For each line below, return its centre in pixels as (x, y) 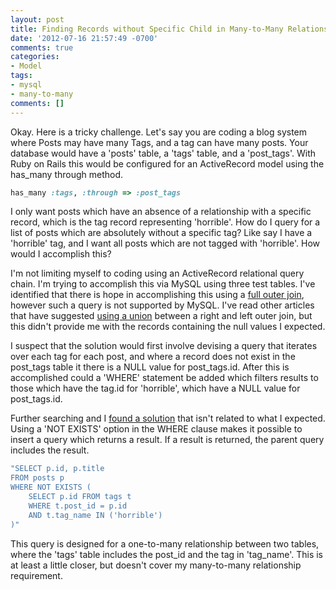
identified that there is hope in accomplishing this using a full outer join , (157, 295)
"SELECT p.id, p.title (57, 469)
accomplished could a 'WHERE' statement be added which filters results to (164, 378)
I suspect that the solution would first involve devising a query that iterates (164, 346)
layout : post (37, 19)
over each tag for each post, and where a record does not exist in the (153, 357)
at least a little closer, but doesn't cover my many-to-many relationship (156, 565)
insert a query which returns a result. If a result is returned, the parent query (167, 440)
